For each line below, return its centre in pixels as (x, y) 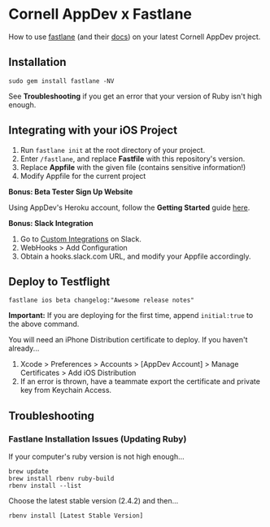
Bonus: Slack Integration (51, 223)
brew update (28, 472)
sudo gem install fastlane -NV (61, 81)
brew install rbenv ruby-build (61, 479)
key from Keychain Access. (66, 390)
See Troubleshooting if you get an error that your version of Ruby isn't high (135, 96)
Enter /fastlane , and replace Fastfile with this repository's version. (133, 159)
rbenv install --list (45, 486)
